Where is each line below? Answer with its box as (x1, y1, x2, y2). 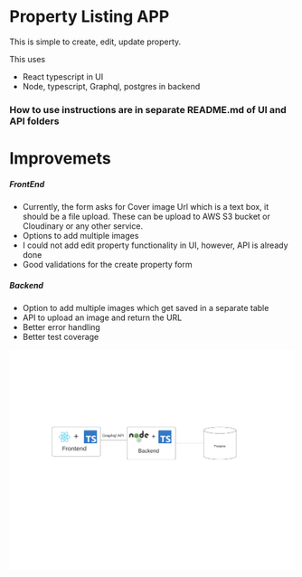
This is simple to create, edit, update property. (9, 36, 182, 47)
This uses (9, 53, 46, 64)
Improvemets (9, 148, 111, 169)
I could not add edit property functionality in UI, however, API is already (22, 240, 288, 251)
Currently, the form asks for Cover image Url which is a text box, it (22, 202, 269, 213)
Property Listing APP (9, 6, 170, 27)
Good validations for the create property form (22, 260, 193, 270)
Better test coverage (22, 331, 99, 342)
